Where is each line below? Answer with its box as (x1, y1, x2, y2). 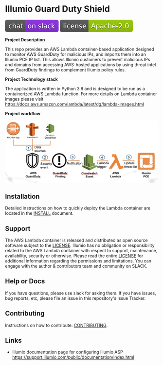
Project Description (5, 36, 45, 42)
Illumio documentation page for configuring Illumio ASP (12, 349, 123, 355)
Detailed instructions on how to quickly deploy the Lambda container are (5, 205, 151, 211)
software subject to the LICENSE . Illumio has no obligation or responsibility (5, 243, 155, 248)
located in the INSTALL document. (5, 210, 74, 216)
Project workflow (5, 110, 40, 116)
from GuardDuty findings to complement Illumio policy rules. (5, 67, 126, 72)
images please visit (5, 96, 44, 102)
